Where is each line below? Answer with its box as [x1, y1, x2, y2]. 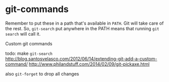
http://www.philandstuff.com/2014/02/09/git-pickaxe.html [28, 61, 150, 67]
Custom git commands [5, 40, 53, 46]
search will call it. [5, 31, 41, 37]
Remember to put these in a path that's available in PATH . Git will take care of [5, 20, 164, 26]
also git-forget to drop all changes [5, 70, 79, 76]
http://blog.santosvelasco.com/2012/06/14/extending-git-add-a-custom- [5, 55, 157, 61]
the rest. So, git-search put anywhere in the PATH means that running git [5, 25, 159, 31]
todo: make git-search [5, 50, 53, 56]
